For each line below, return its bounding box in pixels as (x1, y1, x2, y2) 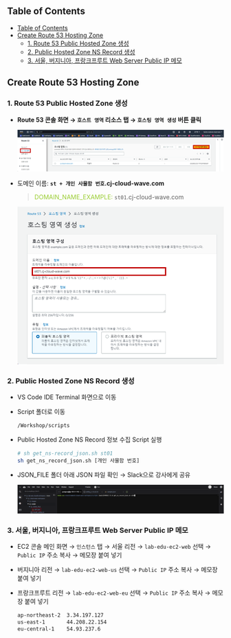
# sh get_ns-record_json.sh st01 (16, 450, 113, 457)
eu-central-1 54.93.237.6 (16, 625, 101, 633)
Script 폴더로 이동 (16, 408, 66, 416)
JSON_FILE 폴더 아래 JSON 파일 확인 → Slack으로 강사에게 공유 (16, 470, 191, 479)
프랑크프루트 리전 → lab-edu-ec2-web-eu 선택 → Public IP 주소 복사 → (16, 589, 211, 597)
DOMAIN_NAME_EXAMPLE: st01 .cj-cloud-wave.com (34, 192, 184, 201)
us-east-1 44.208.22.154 (16, 618, 107, 626)
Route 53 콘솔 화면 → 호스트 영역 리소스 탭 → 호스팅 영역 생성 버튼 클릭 (16, 115, 201, 124)
